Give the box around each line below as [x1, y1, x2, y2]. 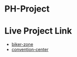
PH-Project [4, 3, 50, 14]
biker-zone [11, 42, 33, 47]
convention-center [11, 47, 49, 53]
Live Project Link [4, 26, 72, 37]
